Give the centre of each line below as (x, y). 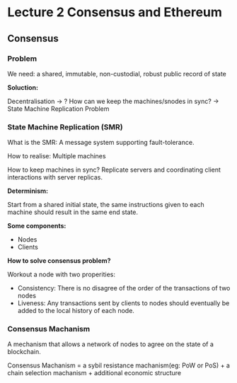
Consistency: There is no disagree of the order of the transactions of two (124, 288)
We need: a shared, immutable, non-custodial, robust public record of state (117, 73)
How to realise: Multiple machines (57, 156)
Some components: (37, 226)
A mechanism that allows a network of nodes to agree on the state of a (111, 344)
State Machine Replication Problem (58, 108)
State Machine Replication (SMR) (65, 126)
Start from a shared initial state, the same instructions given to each (106, 205)
